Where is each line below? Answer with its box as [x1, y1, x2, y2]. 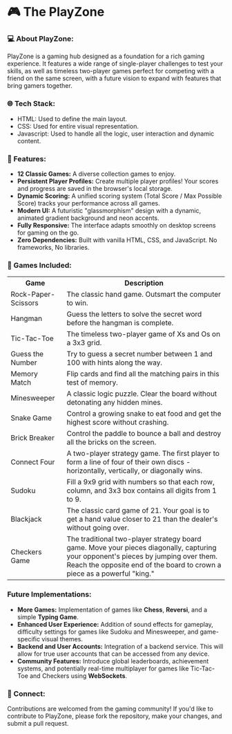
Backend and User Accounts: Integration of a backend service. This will [17, 642, 224, 650]
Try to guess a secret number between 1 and [66, 349, 213, 359]
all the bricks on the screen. [66, 437, 157, 447]
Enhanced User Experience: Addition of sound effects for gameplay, [17, 620, 214, 628]
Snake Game [10, 413, 52, 423]
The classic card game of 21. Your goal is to [66, 506, 210, 515]
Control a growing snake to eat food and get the [66, 409, 222, 419]
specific [17, 634, 40, 643]
